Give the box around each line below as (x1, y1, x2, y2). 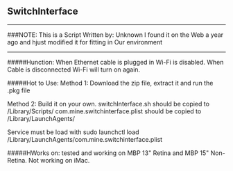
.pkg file (7, 86, 31, 95)
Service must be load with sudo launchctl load (7, 128, 139, 136)
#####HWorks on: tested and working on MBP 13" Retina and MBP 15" (7, 149, 209, 157)
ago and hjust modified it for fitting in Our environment (7, 38, 163, 46)
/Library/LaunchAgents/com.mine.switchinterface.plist (7, 135, 163, 143)
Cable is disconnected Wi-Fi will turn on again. (7, 65, 141, 74)
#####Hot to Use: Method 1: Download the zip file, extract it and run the (7, 79, 214, 87)
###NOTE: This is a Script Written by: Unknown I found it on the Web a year (7, 31, 224, 39)
